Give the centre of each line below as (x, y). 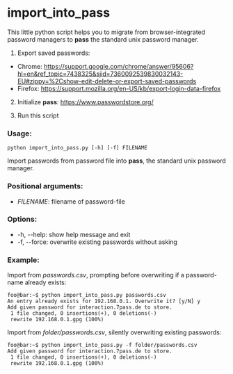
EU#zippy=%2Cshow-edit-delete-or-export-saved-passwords (107, 81)
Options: (22, 219)
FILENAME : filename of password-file (71, 201)
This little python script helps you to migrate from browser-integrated (106, 32)
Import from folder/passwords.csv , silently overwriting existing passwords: (114, 332)
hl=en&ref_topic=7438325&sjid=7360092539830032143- (100, 74)
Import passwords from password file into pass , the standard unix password (116, 161)
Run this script (38, 115)
